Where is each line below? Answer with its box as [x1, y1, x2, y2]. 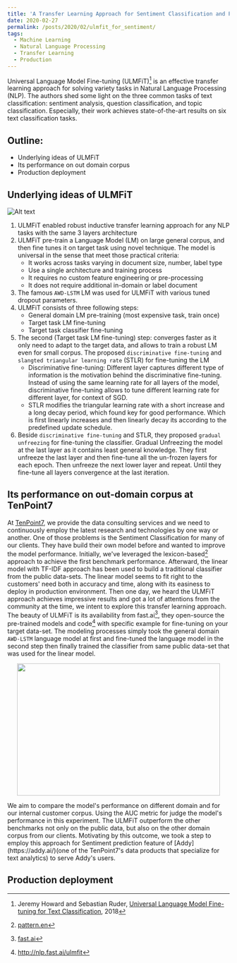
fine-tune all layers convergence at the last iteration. [17, 468, 170, 477]
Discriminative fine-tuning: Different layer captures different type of [28, 364, 224, 372]
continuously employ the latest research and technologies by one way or [7, 526, 219, 534]
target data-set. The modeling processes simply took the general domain [7, 627, 220, 635]
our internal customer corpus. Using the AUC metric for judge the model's [7, 809, 222, 817]
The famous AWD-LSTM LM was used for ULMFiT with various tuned [17, 288, 210, 297]
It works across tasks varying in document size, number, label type [28, 259, 223, 267]
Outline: [7, 135, 44, 147]
